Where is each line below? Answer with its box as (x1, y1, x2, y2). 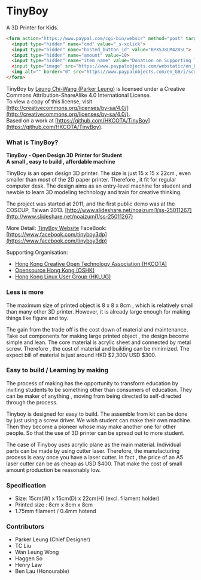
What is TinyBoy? (6, 138, 59, 146)
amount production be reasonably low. (6, 466, 101, 473)
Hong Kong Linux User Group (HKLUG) (14, 273, 111, 280)
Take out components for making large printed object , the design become (6, 332, 190, 339)
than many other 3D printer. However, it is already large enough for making (6, 308, 190, 315)
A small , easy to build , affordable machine (6, 158, 115, 165)
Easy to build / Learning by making (6, 366, 109, 375)
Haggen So (14, 555, 43, 562)
